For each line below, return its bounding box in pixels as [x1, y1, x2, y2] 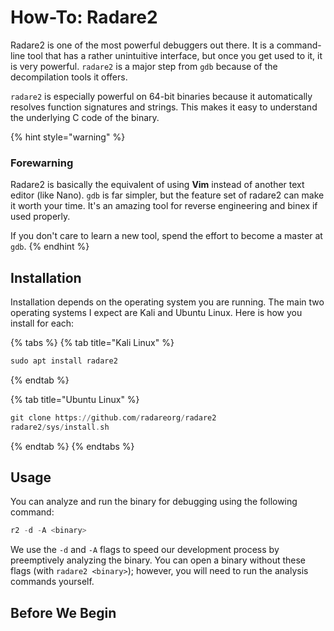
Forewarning [10, 156, 74, 170]
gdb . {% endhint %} [10, 241, 90, 253]
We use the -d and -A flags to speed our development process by [10, 544, 280, 556]
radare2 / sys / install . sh [10, 422, 110, 432]
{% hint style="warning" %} [10, 131, 126, 143]
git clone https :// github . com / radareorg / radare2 [10, 412, 217, 423]
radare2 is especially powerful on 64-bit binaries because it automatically [10, 90, 313, 102]
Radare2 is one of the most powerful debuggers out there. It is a [10, 39, 275, 51]
